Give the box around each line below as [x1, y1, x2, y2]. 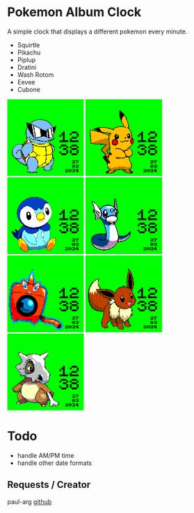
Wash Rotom [17, 70, 54, 79]
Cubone [17, 85, 40, 94]
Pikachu [17, 48, 41, 57]
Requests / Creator [7, 479, 91, 491]
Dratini [17, 63, 37, 71]
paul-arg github [7, 497, 52, 506]
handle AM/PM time [17, 451, 74, 459]
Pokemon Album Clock [7, 4, 142, 20]
